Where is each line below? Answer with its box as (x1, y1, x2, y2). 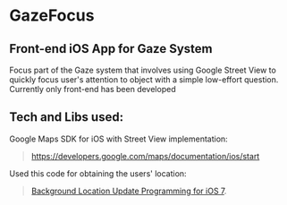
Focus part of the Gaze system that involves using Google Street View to (9, 64, 277, 75)
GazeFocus (9, 5, 95, 26)
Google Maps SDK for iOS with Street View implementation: (9, 133, 228, 144)
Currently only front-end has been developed (9, 84, 176, 94)
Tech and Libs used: (9, 109, 123, 125)
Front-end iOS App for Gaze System (9, 41, 213, 56)
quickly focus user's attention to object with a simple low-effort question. (9, 74, 279, 85)
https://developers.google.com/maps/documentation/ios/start (30, 150, 260, 161)
